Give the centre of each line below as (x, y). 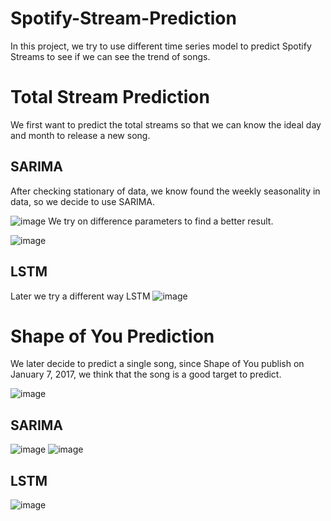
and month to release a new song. (80, 135)
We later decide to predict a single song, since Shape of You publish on (157, 364)
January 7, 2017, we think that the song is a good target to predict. (146, 374)
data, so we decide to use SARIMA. (83, 201)
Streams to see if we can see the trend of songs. (110, 56)
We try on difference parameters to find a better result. (161, 221)
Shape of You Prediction (112, 336)
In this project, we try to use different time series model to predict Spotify (161, 46)
